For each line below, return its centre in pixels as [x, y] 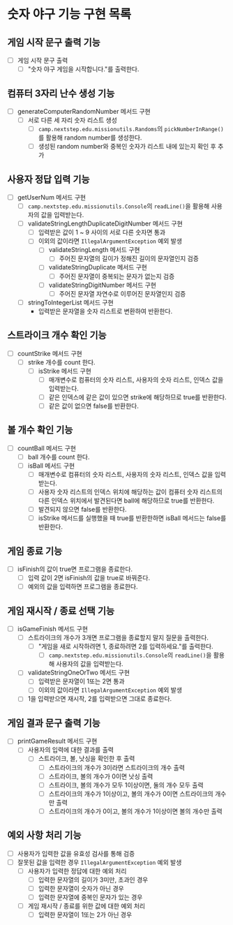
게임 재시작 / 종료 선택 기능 [61, 610]
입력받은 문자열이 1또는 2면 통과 [81, 681]
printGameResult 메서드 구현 [57, 741]
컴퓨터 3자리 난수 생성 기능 [61, 93]
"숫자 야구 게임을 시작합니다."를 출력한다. [83, 69]
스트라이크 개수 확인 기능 [57, 335]
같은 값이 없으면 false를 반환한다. [94, 406]
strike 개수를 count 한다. [61, 362]
